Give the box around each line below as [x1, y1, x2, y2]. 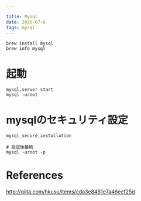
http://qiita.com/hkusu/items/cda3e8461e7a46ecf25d [6, 188, 136, 195]
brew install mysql [6, 40, 54, 47]
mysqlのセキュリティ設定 [6, 113, 129, 127]
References [6, 169, 63, 182]
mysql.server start [6, 87, 54, 93]
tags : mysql [6, 25, 35, 30]
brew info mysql [6, 46, 46, 52]
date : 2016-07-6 [6, 19, 46, 25]
